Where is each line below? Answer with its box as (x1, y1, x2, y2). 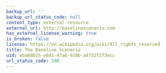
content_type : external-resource (6, 19, 89, 25)
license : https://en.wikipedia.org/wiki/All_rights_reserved (6, 42, 161, 48)
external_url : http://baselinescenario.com (6, 25, 116, 31)
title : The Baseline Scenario (6, 47, 81, 53)
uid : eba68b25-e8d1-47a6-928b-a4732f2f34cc (6, 52, 116, 58)
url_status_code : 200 (6, 58, 60, 64)
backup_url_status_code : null (6, 14, 81, 20)
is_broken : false (6, 36, 49, 42)
